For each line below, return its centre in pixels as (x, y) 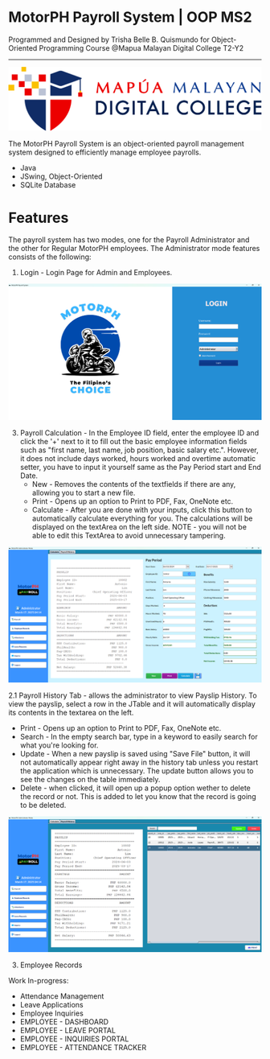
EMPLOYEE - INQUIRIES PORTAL (74, 1039)
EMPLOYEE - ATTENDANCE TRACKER (83, 1048)
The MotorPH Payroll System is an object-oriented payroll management (127, 144)
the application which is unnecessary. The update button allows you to (137, 771)
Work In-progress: (39, 981)
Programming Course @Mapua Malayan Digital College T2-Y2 (141, 47)
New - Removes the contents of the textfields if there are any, (134, 484)
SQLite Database (48, 185)
